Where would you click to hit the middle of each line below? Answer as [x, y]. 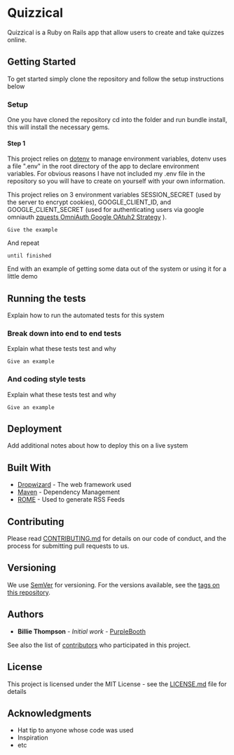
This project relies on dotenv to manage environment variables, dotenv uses [117, 159]
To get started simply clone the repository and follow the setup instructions [116, 79]
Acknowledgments [50, 713]
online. [17, 39]
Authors [26, 614]
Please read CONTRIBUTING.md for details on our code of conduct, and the [117, 539]
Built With [29, 468]
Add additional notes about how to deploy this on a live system [98, 446]
